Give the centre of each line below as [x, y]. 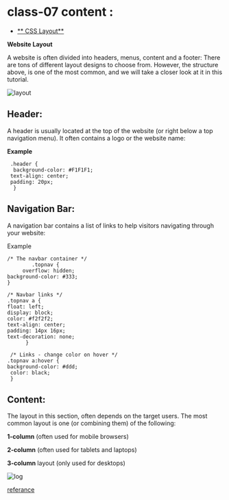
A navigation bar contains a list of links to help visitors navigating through [111, 225]
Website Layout [30, 44]
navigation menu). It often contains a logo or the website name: [96, 138]
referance [21, 490]
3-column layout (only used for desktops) [66, 463]
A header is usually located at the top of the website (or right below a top [110, 130]
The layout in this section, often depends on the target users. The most [107, 416]
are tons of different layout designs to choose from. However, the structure [113, 64]
